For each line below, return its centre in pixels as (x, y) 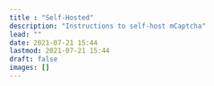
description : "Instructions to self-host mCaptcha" (107, 26)
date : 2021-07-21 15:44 (54, 43)
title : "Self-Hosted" (51, 17)
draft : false (34, 59)
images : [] (30, 68)
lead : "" (26, 34)
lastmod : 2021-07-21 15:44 (60, 51)
